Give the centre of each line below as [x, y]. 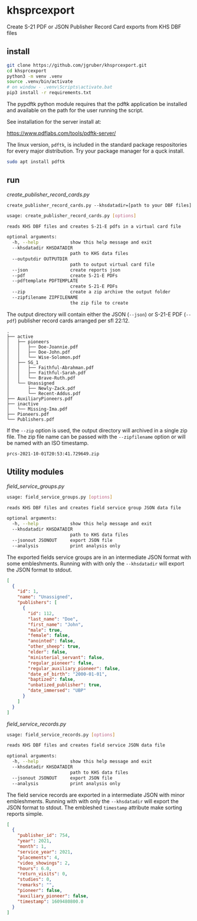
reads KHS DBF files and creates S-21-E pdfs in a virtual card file [94, 226]
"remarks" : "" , [36, 885]
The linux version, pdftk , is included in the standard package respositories [97, 145]
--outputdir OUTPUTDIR [40, 259]
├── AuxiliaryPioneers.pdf [40, 399]
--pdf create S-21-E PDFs [65, 276]
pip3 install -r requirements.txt [49, 93]
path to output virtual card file [112, 264]
